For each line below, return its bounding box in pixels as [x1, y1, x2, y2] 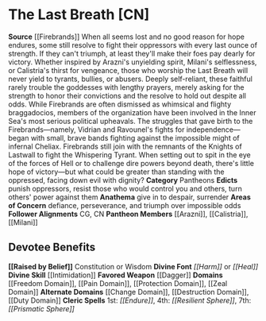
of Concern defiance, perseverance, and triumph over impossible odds [8, 200, 241, 210]
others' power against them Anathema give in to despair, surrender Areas [8, 192, 252, 202]
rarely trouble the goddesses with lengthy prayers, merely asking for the [8, 82, 245, 92]
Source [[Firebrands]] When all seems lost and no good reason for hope [8, 32, 245, 41]
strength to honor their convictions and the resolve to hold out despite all [8, 91, 246, 100]
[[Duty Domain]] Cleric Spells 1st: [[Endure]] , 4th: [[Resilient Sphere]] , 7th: [8, 296, 252, 305]
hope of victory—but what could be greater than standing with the [8, 167, 225, 176]
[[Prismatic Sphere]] [8, 304, 75, 313]
